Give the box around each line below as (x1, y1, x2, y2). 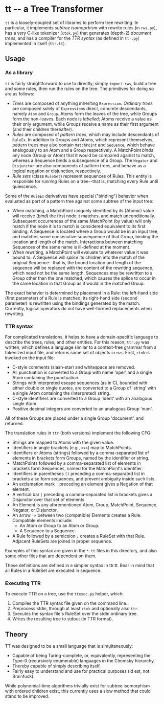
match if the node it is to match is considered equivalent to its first (12, 223, 146, 229)
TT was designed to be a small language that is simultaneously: (5, 643, 133, 649)
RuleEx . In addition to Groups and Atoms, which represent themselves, (12, 136, 154, 142)
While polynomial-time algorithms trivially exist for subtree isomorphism (5, 683, 150, 689)
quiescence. (12, 183, 38, 189)
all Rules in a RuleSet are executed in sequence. (5, 568, 102, 573)
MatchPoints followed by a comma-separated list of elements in (12, 460, 141, 466)
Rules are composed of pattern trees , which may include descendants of (12, 131, 159, 137)
